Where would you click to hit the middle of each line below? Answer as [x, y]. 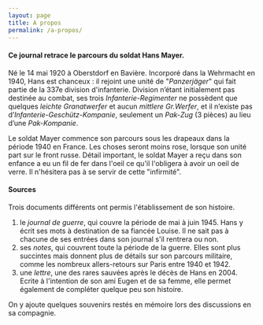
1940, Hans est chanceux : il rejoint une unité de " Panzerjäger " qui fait [122, 81]
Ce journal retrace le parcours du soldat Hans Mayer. [96, 55]
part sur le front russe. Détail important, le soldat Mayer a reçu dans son [125, 155]
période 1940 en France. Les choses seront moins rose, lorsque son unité [127, 146]
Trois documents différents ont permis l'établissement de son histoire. [122, 207]
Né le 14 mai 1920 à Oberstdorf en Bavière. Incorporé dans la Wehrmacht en [132, 72]
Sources [22, 190]
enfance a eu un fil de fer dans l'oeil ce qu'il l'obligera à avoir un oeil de [124, 163]
